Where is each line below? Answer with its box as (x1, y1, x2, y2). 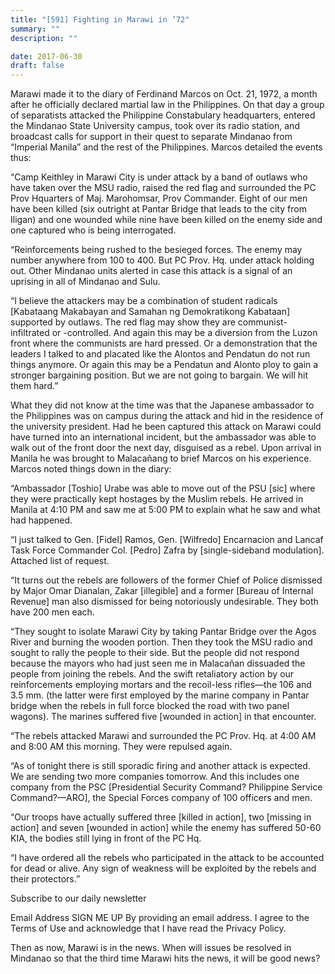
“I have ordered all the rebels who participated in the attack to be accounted (10, 852, 325, 864)
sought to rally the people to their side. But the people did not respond (10, 647, 300, 659)
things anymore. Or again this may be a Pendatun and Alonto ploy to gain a (10, 359, 319, 371)
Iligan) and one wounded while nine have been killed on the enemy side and (10, 214, 323, 226)
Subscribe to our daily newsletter (10, 892, 147, 905)
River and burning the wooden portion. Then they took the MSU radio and (10, 636, 313, 648)
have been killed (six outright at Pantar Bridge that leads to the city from (10, 203, 307, 215)
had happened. (10, 514, 73, 526)
